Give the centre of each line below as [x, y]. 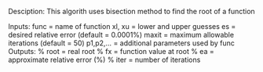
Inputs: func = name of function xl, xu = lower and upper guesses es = [122, 26]
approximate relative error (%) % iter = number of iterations [104, 59]
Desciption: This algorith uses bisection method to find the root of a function [131, 11]
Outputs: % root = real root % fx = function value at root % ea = [111, 51]
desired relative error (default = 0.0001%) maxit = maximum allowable [121, 35]
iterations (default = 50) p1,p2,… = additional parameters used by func [122, 43]
